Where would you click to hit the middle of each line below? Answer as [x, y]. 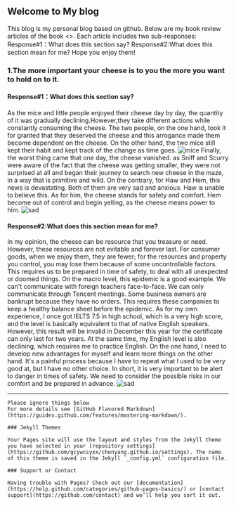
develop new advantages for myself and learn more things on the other [110, 353]
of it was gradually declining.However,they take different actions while [109, 120]
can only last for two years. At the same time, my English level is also [107, 339]
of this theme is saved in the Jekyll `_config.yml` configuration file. [118, 459]
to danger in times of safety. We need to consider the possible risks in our [114, 376]
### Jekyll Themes [34, 428]
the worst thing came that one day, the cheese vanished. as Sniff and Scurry [118, 157]
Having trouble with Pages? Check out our [70, 483]
